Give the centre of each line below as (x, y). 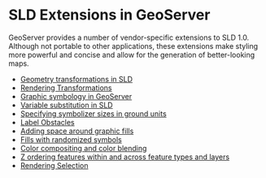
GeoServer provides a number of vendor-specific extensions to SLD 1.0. (129, 37)
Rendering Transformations (66, 88)
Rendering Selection (54, 165)
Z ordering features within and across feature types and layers (125, 157)
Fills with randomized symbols (71, 139)
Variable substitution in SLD (66, 105)
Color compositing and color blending (83, 148)
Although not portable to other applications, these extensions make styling (133, 46)
